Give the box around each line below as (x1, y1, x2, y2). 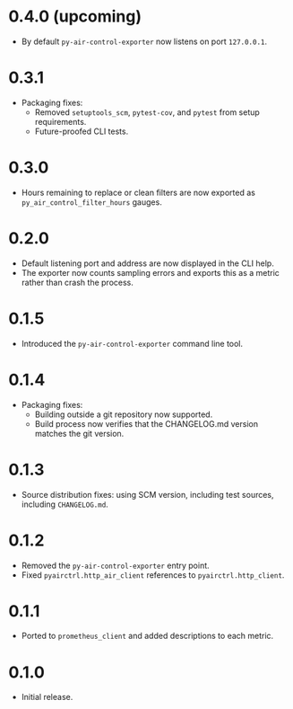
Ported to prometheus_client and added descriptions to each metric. (21, 631, 274, 642)
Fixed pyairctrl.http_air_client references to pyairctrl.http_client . (21, 569, 285, 580)
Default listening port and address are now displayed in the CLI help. (21, 258, 274, 269)
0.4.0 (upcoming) (8, 6, 142, 27)
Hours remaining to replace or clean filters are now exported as (21, 187, 256, 198)
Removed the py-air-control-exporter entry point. (21, 560, 210, 571)
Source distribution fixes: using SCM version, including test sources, (21, 489, 274, 500)
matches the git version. (34, 428, 125, 439)
